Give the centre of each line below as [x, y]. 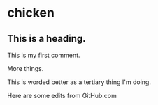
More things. [26, 68]
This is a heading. [46, 39]
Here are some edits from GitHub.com [62, 96]
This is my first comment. [44, 55]
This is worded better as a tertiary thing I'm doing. [79, 82]
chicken [31, 13]
